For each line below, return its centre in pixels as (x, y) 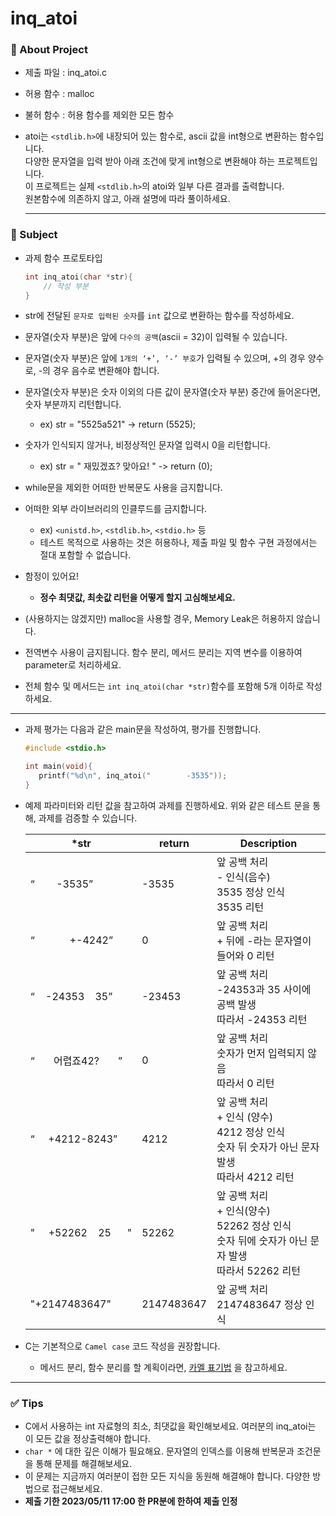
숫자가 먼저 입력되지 (260, 1053)
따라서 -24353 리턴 (262, 1019)
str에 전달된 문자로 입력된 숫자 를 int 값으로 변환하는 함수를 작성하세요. (159, 316)
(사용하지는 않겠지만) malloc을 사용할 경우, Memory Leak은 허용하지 (159, 619)
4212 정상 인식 (250, 1132)
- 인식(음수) (243, 877)
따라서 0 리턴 (245, 1083)
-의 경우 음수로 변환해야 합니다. (99, 371)
